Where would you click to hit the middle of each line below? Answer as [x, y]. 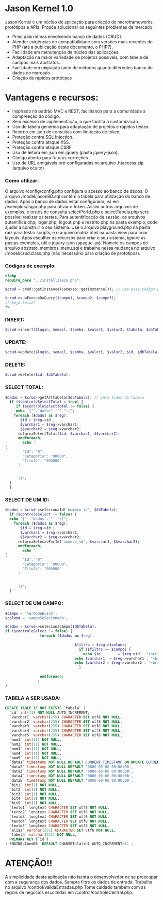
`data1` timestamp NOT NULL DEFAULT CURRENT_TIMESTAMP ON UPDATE [77, 762]
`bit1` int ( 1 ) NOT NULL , [34, 785]
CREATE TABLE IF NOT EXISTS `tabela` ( [45, 708]
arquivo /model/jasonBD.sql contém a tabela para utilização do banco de [78, 196]
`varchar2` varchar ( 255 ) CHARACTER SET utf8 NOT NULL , [66, 722]
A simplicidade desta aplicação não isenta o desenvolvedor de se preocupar [81, 877]
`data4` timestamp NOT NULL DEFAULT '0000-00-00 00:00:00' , [71, 776]
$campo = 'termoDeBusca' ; [31, 613]
